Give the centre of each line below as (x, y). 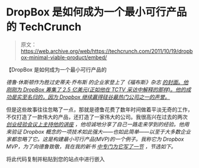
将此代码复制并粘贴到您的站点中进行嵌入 (55, 159)
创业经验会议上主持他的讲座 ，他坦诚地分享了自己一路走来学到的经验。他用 (98, 124)
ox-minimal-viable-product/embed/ (64, 57)
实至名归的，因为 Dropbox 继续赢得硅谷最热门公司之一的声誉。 (93, 97)
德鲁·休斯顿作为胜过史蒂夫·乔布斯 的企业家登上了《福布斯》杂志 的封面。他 (97, 82)
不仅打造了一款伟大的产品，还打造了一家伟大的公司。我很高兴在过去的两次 (97, 117)
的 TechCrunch (44, 27)
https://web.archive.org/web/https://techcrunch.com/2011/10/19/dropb (107, 51)
